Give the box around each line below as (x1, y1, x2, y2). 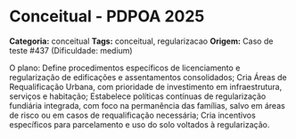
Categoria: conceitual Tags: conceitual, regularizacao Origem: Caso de (9, 36, 274, 46)
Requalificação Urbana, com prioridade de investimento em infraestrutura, (9, 81, 283, 92)
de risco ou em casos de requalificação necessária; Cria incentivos (9, 110, 256, 120)
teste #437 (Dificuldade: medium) (9, 45, 133, 55)
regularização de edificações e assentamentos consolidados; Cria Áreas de (9, 71, 287, 82)
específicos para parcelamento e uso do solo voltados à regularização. (9, 119, 270, 130)
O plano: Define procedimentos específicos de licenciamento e (9, 62, 241, 73)
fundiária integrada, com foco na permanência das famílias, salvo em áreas (9, 100, 285, 110)
